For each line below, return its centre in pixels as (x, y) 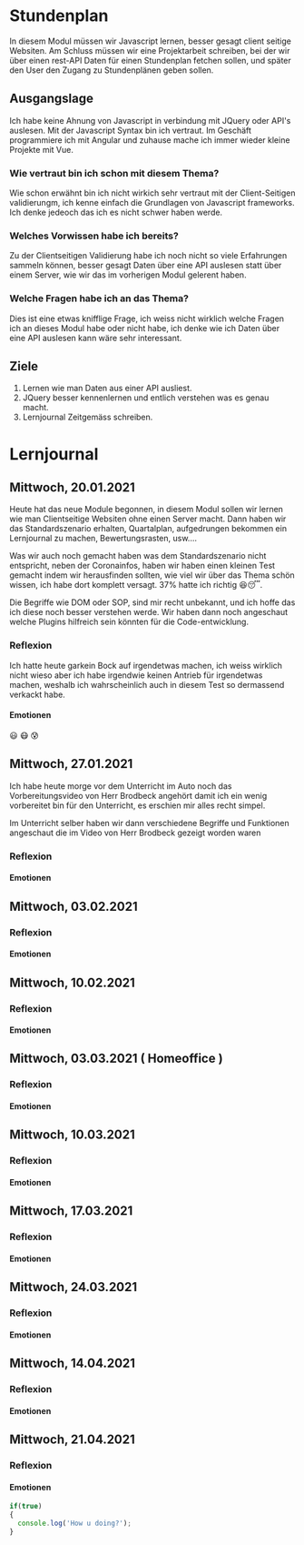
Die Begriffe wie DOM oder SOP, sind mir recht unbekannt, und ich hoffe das (152, 602)
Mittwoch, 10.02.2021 (73, 982)
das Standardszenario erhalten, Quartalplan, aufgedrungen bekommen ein (148, 529)
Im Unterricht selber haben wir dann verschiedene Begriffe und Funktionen (149, 823)
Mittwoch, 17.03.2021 (71, 1211)
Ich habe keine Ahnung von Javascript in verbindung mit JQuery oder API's (150, 120)
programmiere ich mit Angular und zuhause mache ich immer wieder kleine (150, 140)
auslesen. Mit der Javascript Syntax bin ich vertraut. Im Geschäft (131, 130)
